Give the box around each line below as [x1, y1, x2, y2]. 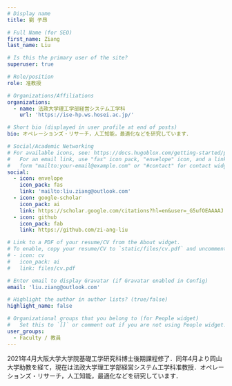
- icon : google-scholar [13, 194, 81, 201]
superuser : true [7, 61, 54, 68]
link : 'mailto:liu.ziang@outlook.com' [19, 188, 131, 195]
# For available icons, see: [7, 149, 91, 156]
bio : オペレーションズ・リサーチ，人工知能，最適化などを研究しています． [7, 131, 192, 138]
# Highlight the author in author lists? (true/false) [7, 296, 168, 303]
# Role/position [7, 73, 54, 80]
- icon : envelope [13, 175, 64, 182]
